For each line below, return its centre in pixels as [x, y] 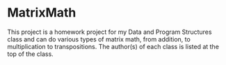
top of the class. [30, 54]
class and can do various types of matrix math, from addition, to [99, 39]
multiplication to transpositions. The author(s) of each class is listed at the [113, 46]
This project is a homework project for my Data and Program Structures [110, 32]
